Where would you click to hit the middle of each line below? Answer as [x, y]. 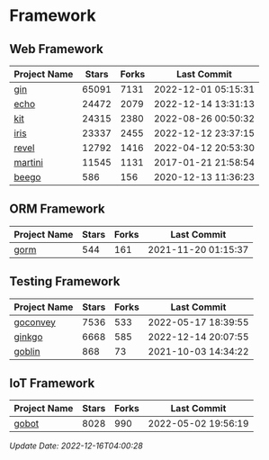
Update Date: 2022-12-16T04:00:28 [76, 446]
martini [28, 162]
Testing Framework [65, 281]
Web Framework [56, 49]
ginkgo [28, 337]
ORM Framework [57, 209]
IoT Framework [52, 383]
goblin [27, 351]
